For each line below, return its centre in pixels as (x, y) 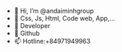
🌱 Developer (32, 26)
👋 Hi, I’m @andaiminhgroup (54, 11)
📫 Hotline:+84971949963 (52, 41)
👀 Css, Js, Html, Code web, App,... (65, 18)
